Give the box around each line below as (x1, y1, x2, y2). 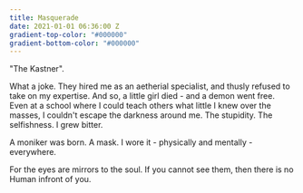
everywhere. (9, 147, 57, 158)
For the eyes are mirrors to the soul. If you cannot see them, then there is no (9, 164, 294, 175)
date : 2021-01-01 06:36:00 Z (9, 22, 120, 31)
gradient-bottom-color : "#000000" (9, 38, 141, 48)
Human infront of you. (9, 174, 92, 185)
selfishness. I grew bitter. (9, 120, 103, 130)
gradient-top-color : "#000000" (9, 30, 128, 39)
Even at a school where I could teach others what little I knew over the (9, 101, 272, 111)
